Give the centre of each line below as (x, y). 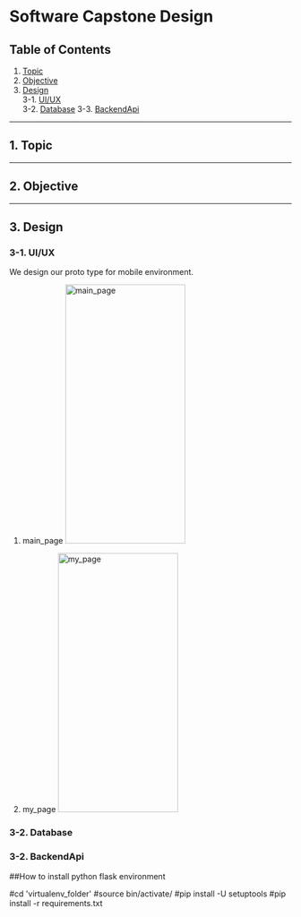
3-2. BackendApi (47, 857)
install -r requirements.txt (56, 903)
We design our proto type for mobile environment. (102, 272)
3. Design (36, 227)
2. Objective (44, 187)
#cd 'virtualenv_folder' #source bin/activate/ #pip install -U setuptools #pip (148, 894)
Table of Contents (60, 50)
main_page (43, 541)
